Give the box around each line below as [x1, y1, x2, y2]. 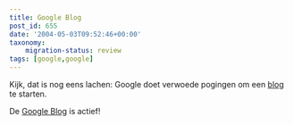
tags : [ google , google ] [9, 54, 94, 63]
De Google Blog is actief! [9, 106, 101, 116]
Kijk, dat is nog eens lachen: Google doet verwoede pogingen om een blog [9, 79, 284, 89]
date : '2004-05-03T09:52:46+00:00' [9, 29, 142, 38]
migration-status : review [25, 46, 122, 55]
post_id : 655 [9, 21, 58, 30]
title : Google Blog [9, 12, 82, 22]
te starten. [9, 88, 47, 99]
